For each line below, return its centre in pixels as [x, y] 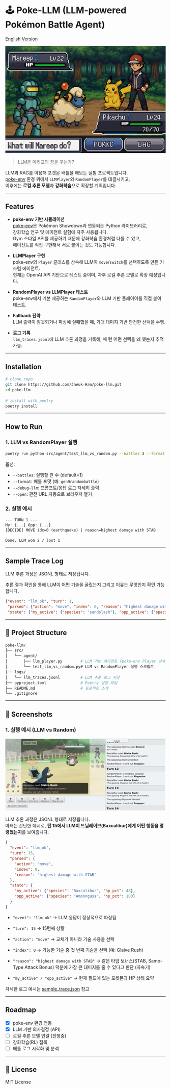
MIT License [18, 1082]
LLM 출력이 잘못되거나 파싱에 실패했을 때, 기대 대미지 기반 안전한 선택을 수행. [89, 322]
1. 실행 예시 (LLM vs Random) [41, 729]
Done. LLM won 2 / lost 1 [33, 541]
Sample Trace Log [34, 561]
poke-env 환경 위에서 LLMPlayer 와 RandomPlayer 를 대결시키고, [68, 179]
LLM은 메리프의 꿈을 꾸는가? [46, 162]
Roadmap [21, 1010]
